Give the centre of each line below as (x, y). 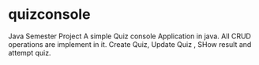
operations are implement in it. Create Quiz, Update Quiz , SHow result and (130, 44)
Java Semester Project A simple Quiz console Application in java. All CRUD (129, 36)
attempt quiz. (30, 52)
